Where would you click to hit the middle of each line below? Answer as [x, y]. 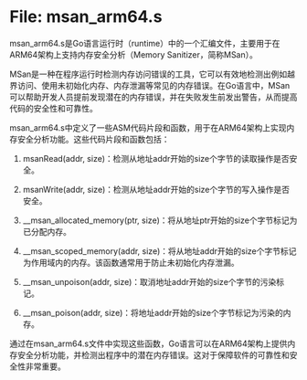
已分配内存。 [47, 231]
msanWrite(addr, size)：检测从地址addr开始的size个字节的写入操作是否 [156, 189]
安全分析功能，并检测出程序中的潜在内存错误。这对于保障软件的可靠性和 [153, 354]
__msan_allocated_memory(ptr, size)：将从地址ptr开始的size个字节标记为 [160, 220]
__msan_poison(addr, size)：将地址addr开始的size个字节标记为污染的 [153, 312]
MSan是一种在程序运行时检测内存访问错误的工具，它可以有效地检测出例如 [148, 74]
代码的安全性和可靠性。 [53, 108]
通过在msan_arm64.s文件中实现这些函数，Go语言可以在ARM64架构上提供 [148, 343]
